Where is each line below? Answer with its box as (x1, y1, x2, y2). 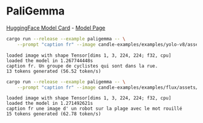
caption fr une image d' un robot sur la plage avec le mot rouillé (6, 106, 182, 112)
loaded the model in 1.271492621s (6, 101, 94, 107)
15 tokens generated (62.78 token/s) (6, 111, 101, 117)
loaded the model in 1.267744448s (6, 57, 94, 64)
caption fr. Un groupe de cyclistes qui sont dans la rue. (6, 63, 158, 69)
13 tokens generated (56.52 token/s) (6, 68, 101, 74)
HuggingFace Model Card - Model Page (6, 24, 106, 31)
